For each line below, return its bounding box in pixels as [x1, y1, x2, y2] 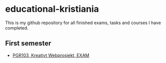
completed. [5, 25, 28, 31]
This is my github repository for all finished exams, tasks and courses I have [5, 20, 161, 26]
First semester [5, 39, 51, 48]
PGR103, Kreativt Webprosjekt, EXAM [12, 52, 90, 58]
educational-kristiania [5, 3, 99, 15]
